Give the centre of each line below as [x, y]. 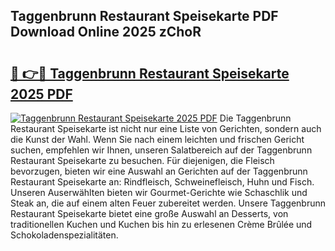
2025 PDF [41, 94]
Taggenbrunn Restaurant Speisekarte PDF [144, 16]
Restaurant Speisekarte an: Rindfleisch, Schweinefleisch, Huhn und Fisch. [162, 182]
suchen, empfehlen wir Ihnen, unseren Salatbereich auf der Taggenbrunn [161, 150]
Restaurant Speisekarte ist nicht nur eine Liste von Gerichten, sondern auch [166, 128]
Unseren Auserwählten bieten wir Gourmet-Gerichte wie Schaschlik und [159, 192]
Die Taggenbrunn [255, 118]
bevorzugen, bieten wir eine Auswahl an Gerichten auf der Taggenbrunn [159, 171]
